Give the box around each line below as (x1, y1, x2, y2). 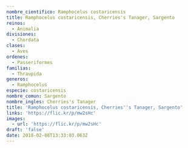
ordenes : (6, 54, 29, 60)
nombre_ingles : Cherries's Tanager (6, 98, 96, 105)
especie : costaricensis (6, 88, 67, 94)
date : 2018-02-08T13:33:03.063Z (6, 132, 88, 139)
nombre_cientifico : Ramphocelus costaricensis (6, 8, 126, 15)
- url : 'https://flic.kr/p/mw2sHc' (12, 121, 102, 127)
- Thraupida (12, 71, 42, 77)
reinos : (6, 20, 26, 26)
